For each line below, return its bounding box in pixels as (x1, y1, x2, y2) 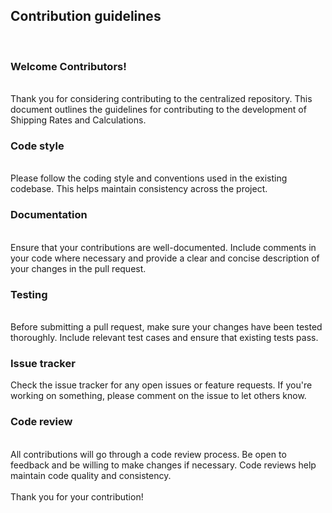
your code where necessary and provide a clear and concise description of (10, 252, 320, 264)
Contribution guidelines (10, 8, 162, 25)
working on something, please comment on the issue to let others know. (10, 390, 307, 402)
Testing (10, 287, 48, 301)
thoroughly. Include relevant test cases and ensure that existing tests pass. (10, 332, 319, 343)
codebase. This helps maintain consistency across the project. (10, 183, 268, 195)
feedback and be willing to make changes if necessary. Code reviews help (10, 459, 317, 471)
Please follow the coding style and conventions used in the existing (10, 172, 288, 184)
